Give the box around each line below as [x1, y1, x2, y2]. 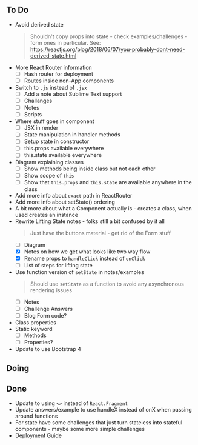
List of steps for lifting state [24, 261, 93, 269]
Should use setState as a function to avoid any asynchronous [30, 280, 185, 287]
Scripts [24, 111, 42, 118]
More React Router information [15, 64, 92, 71]
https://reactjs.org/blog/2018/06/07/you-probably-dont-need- [30, 45, 185, 53]
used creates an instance [15, 211, 79, 218]
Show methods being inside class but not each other [24, 165, 156, 172]
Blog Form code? [24, 312, 67, 320]
